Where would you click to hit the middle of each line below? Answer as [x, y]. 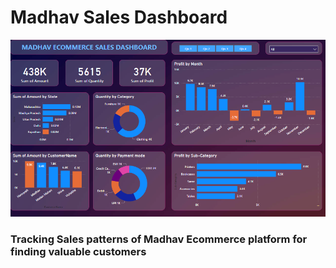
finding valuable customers [78, 252]
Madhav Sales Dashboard [119, 17]
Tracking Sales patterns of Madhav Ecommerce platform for [159, 239]
